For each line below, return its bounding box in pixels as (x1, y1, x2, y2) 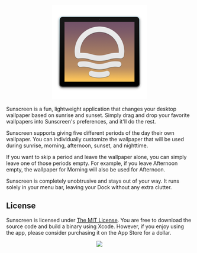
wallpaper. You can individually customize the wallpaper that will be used (6, 136, 185, 142)
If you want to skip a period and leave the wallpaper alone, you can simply (6, 154, 187, 160)
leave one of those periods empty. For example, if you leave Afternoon (6, 160, 178, 167)
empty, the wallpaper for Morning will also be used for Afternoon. (6, 166, 166, 173)
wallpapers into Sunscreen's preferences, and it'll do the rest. (6, 118, 156, 125)
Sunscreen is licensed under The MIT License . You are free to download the (6, 216, 192, 223)
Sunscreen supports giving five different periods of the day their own (6, 129, 175, 137)
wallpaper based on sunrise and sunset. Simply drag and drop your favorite (6, 112, 190, 119)
